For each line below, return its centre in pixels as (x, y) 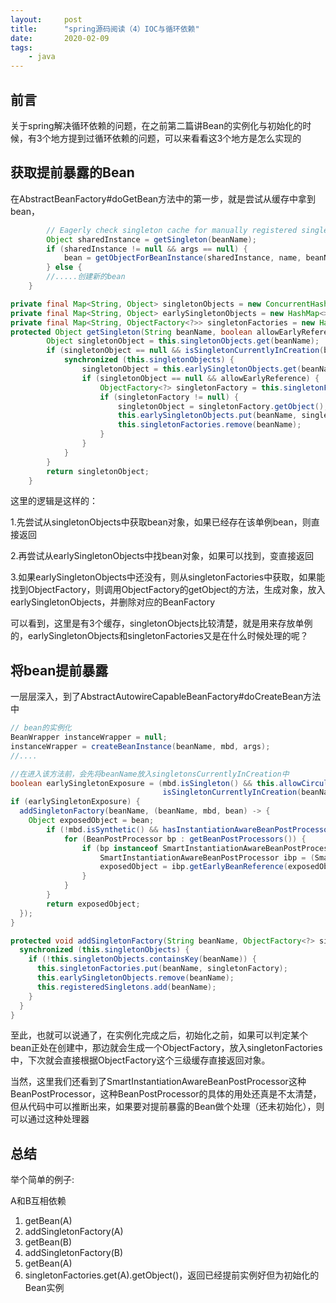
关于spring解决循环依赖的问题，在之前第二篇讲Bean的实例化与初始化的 (156, 125)
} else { (64, 267)
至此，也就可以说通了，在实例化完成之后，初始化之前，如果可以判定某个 (159, 1035)
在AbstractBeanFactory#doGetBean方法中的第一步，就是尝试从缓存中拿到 (163, 198)
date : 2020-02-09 (60, 38)
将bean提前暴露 (59, 670)
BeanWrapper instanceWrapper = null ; (89, 737)
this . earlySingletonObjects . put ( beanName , (207, 416)
